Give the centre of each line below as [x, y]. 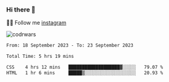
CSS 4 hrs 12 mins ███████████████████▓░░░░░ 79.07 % [85, 68]
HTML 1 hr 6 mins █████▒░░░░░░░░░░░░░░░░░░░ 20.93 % [85, 73]
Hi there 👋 [21, 10]
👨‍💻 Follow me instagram [36, 23]
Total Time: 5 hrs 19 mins [40, 57]
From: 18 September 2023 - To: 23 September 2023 [70, 46]
